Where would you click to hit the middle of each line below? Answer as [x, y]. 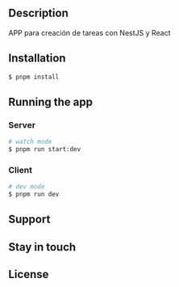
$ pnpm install [34, 77]
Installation [37, 59]
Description [38, 13]
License [29, 274]
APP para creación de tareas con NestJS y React [89, 32]
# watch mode [30, 142]
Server [22, 125]
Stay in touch [42, 247]
